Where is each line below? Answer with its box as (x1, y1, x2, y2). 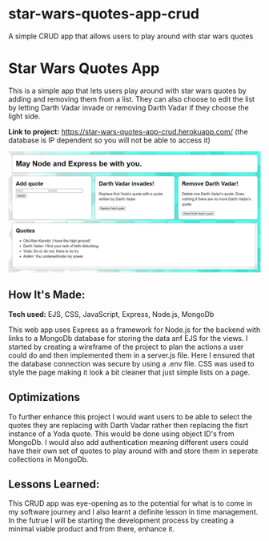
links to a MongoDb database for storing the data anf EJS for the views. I (8, 333, 248, 343)
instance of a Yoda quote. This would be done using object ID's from (8, 429, 235, 439)
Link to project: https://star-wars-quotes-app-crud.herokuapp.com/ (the (8, 126, 248, 136)
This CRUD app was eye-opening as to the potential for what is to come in (8, 499, 253, 508)
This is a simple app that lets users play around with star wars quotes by (8, 86, 247, 95)
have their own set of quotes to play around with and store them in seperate (8, 446, 259, 455)
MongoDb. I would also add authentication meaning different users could (8, 437, 249, 447)
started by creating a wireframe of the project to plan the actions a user (8, 342, 244, 351)
